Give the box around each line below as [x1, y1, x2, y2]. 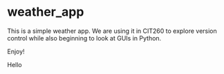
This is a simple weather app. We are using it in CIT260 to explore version [7, 27, 218, 35]
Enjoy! [7, 47, 26, 56]
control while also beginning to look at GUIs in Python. [7, 34, 162, 42]
